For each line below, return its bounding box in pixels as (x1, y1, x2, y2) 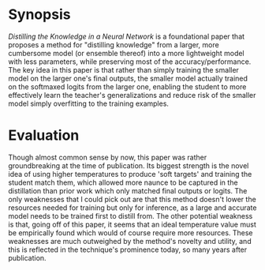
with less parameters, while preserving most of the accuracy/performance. (8, 57, 252, 66)
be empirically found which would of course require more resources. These (8, 227, 254, 238)
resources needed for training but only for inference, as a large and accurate (8, 203, 257, 212)
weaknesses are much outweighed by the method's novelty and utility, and (8, 236, 252, 246)
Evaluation (8, 126, 80, 144)
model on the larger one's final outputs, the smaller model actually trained (8, 73, 248, 83)
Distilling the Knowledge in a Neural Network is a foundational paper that (8, 32, 245, 41)
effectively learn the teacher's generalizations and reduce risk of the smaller (8, 90, 256, 99)
